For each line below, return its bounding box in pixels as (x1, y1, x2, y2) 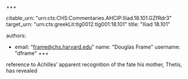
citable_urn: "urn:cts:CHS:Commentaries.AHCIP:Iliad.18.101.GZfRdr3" (6, 15, 172, 21)
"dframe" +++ (14, 50, 49, 56)
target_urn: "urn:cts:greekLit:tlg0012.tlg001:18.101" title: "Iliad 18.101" (6, 21, 170, 28)
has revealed (6, 67, 38, 74)
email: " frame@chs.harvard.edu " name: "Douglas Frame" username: (14, 43, 181, 50)
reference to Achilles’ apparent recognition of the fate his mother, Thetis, (6, 61, 182, 68)
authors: (6, 32, 26, 39)
